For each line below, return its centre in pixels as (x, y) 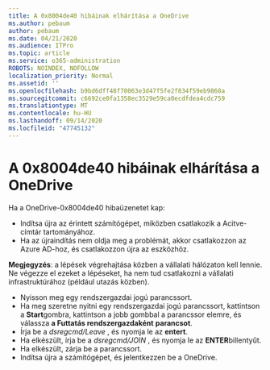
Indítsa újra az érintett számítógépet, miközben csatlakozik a (120, 223)
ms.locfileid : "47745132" (52, 128)
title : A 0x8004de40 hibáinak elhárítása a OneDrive (99, 16)
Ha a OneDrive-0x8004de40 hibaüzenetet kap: (87, 207)
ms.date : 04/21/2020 (43, 38)
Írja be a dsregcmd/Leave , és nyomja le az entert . (104, 331)
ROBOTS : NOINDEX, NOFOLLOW (54, 69)
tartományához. (69, 231)
